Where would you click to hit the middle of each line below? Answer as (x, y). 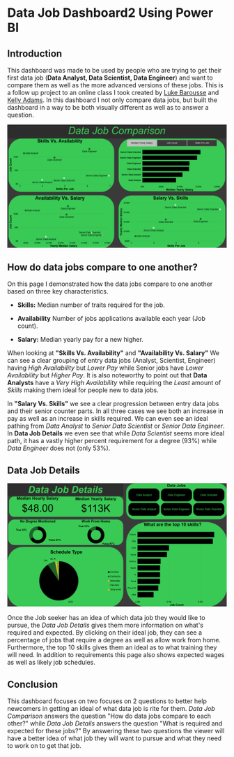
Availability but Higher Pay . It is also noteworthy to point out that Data (107, 375)
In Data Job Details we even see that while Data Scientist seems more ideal (116, 433)
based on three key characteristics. (58, 291)
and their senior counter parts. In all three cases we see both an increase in (116, 411)
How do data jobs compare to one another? (103, 267)
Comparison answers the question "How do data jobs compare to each (109, 716)
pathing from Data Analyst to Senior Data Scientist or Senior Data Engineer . (116, 426)
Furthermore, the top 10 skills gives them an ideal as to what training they (112, 647)
